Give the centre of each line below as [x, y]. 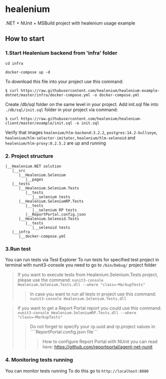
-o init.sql [87, 123]
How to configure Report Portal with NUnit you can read [100, 341]
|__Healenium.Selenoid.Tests [49, 218]
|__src [19, 170]
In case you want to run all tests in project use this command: [93, 294]
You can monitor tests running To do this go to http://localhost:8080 [77, 370]
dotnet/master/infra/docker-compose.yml [48, 95]
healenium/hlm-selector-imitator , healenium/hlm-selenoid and [70, 137]
